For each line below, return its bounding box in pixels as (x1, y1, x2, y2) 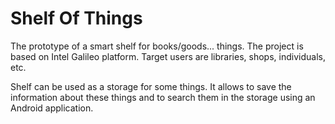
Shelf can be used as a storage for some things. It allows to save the (10, 80, 292, 92)
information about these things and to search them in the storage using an (10, 91, 316, 103)
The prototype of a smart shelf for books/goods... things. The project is (10, 40, 304, 52)
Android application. (10, 102, 94, 114)
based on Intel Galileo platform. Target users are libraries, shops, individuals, (10, 50, 326, 62)
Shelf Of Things (10, 7, 143, 30)
